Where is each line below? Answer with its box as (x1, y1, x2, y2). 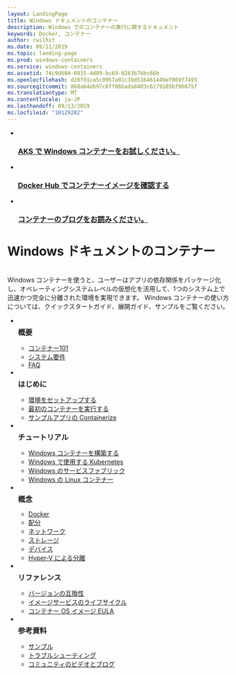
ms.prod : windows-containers (7, 57, 93, 64)
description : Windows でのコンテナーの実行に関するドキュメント (7, 23, 179, 30)
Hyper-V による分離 (28, 554, 86, 562)
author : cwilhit (7, 37, 55, 44)
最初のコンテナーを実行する (28, 404, 110, 413)
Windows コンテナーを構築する (28, 449, 119, 458)
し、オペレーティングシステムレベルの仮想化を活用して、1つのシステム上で (7, 285, 225, 293)
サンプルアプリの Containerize (28, 414, 117, 422)
